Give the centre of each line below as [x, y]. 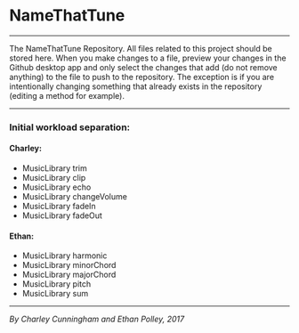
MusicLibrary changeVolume [74, 197]
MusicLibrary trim [54, 168]
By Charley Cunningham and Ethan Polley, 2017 [97, 319]
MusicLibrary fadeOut [62, 215]
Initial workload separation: [70, 127]
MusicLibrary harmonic [65, 256]
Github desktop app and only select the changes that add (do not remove [143, 67]
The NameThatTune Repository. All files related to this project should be [141, 48]
